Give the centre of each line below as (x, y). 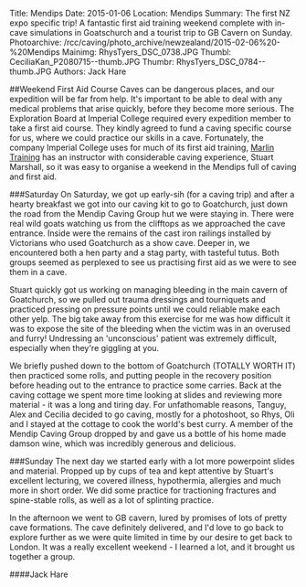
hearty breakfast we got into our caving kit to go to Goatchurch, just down (148, 204)
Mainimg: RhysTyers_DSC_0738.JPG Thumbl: (147, 52)
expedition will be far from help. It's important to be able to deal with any (146, 99)
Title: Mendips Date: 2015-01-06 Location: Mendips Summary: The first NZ (150, 13)
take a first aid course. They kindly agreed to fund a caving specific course (151, 128)
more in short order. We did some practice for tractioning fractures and (143, 490)
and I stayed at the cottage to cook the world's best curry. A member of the (152, 424)
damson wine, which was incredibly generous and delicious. (123, 443)
